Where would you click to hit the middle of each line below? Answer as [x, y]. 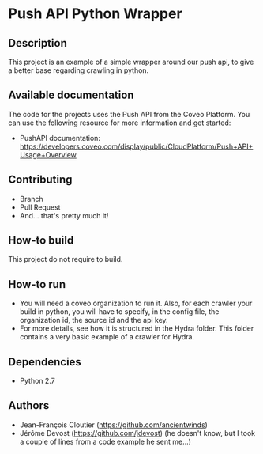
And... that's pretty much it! [64, 215]
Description [38, 43]
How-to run [37, 284]
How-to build [41, 241]
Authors [29, 405]
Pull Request [40, 207]
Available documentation [71, 95]
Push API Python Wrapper [96, 14]
